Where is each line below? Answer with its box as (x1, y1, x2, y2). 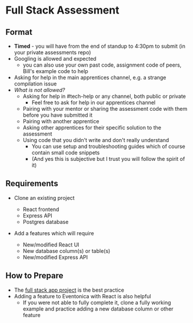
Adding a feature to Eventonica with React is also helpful (14, 292, 151, 299)
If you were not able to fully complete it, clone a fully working (22, 299, 171, 306)
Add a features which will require (14, 229, 95, 236)
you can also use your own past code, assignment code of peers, (22, 61, 182, 68)
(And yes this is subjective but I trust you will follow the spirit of (31, 156, 185, 162)
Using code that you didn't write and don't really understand (22, 137, 169, 143)
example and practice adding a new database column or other (22, 305, 174, 312)
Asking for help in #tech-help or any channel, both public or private (22, 93, 187, 100)
